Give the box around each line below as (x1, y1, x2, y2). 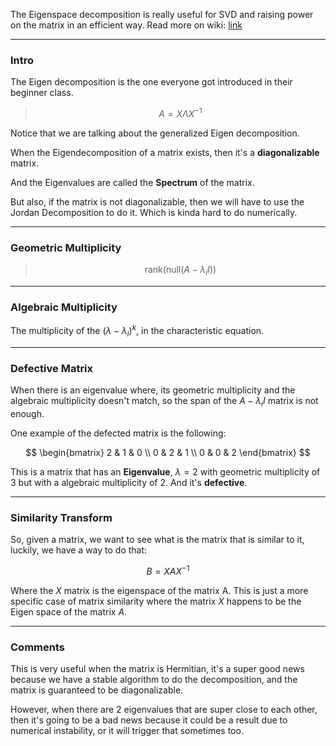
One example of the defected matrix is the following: (10, 427, 227, 439)
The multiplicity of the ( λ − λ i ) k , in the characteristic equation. (10, 323, 265, 339)
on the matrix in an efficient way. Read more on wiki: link (10, 19, 243, 31)
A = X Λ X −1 (158, 106, 203, 119)
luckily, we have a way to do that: (10, 544, 148, 556)
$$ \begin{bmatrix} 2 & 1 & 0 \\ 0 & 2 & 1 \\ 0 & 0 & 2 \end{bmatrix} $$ (25, 446, 311, 458)
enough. (10, 407, 45, 419)
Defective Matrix (10, 361, 94, 375)
